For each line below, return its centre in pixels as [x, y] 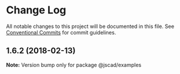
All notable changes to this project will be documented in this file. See [90, 26]
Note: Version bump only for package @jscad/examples [74, 65]
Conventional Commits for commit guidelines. [61, 32]
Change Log [36, 10]
